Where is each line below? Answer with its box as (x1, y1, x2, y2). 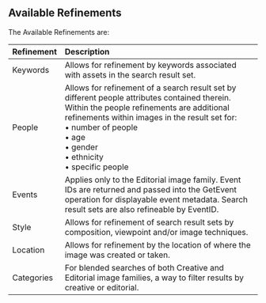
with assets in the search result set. (64, 69, 196, 80)
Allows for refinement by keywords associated (64, 59, 237, 70)
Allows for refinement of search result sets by (64, 217, 234, 228)
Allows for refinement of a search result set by (64, 82, 237, 93)
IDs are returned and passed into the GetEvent (64, 184, 237, 195)
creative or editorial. (64, 282, 139, 293)
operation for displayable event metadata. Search (64, 194, 248, 205)
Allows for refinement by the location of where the (64, 239, 251, 250)
